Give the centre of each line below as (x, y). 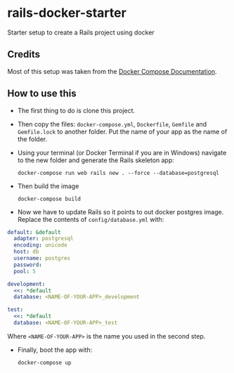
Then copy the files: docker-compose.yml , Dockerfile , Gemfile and (112, 124)
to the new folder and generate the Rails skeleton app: (96, 160)
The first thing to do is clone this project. (76, 110)
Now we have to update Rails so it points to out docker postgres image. (121, 211)
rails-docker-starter (67, 13)
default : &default (34, 232)
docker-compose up (44, 362)
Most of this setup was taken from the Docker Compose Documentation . (112, 71)
